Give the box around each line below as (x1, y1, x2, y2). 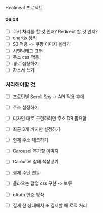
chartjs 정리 (12, 35, 37, 41)
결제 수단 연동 (12, 170, 40, 176)
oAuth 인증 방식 (12, 191, 44, 198)
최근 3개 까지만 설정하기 (12, 126, 61, 132)
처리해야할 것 (5, 81, 36, 88)
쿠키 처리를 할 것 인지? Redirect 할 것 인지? (12, 29, 98, 35)
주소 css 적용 (12, 54, 39, 60)
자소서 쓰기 (12, 67, 35, 73)
